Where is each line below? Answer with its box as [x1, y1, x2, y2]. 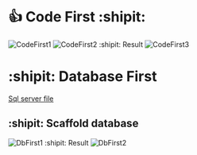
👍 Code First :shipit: [8, 8, 146, 26]
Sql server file [8, 94, 54, 103]
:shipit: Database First [8, 68, 157, 86]
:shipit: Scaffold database [8, 117, 139, 130]
